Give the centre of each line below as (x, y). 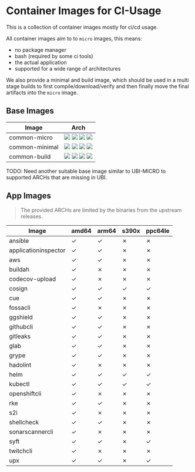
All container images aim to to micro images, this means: (74, 38)
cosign (19, 288)
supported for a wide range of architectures (68, 68)
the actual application (41, 62)
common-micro (31, 138)
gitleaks (20, 336)
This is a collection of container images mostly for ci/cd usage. (82, 27)
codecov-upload (33, 279)
